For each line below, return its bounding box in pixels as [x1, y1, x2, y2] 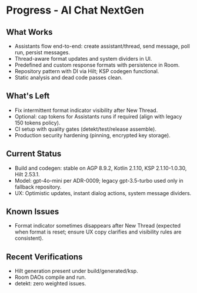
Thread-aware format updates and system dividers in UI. [14, 55, 152, 62]
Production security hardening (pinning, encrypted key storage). [14, 131, 171, 139]
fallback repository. [14, 183, 62, 190]
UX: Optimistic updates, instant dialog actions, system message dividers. [14, 189, 192, 196]
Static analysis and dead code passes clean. [14, 74, 123, 81]
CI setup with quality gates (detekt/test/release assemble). [14, 125, 157, 133]
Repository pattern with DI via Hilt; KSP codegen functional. [14, 68, 159, 74]
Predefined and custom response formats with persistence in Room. [14, 61, 180, 68]
